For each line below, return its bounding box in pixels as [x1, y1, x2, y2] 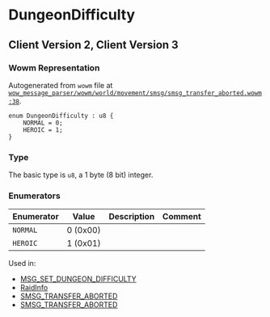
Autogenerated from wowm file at [8, 80, 113, 90]
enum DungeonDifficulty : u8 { [8, 112, 114, 120]
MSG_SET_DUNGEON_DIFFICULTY [19, 274, 137, 284]
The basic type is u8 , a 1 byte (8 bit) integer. [8, 170, 154, 180]
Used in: [8, 259, 36, 268]
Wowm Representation [8, 62, 100, 74]
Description [108, 211, 155, 222]
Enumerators [8, 190, 61, 201]
